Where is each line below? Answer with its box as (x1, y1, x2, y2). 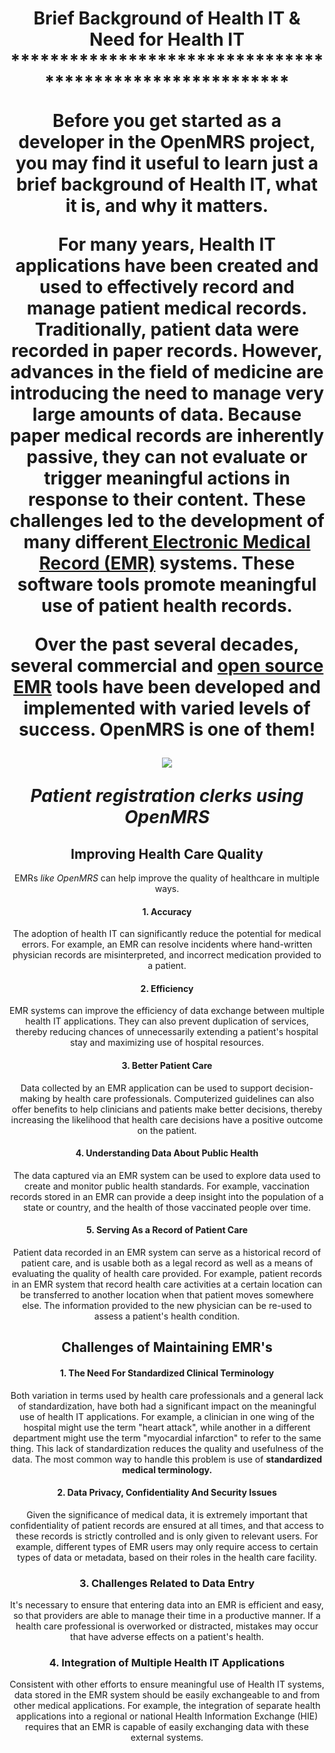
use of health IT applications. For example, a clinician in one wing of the (19, 1410, 315, 1422)
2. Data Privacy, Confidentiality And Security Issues (57, 1487, 277, 1499)
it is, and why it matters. (65, 195, 269, 217)
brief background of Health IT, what (15, 173, 319, 196)
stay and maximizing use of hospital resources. (70, 1037, 264, 1049)
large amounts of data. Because (32, 403, 302, 426)
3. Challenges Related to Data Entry (78, 1576, 256, 1590)
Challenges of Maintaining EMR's (61, 1339, 273, 1356)
